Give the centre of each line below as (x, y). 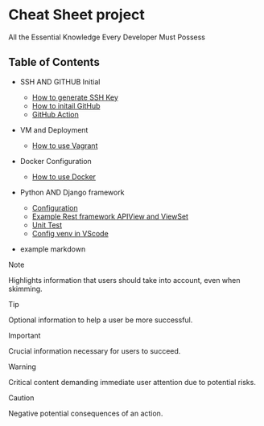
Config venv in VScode (70, 233)
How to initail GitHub (66, 105)
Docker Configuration (56, 161)
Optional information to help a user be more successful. (101, 320)
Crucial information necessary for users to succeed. (95, 350)
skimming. (25, 289)
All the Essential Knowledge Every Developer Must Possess (107, 37)
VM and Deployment (54, 129)
